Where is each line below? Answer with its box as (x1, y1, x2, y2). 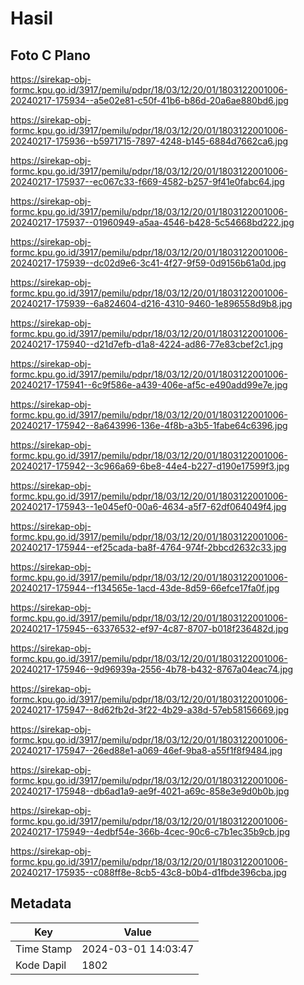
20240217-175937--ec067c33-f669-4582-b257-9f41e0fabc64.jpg (10, 176, 285, 187)
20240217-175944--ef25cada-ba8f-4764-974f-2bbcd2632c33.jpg (10, 542, 287, 553)
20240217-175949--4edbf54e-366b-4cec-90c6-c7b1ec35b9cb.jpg (10, 826, 291, 837)
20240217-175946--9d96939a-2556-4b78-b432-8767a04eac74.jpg (10, 663, 294, 675)
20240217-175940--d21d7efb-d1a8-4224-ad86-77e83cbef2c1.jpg (10, 338, 283, 350)
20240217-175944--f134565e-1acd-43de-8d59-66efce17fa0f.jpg (10, 582, 280, 594)
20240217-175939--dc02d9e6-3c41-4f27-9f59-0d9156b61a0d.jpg (10, 257, 287, 269)
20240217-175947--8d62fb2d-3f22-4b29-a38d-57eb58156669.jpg (10, 704, 290, 716)
